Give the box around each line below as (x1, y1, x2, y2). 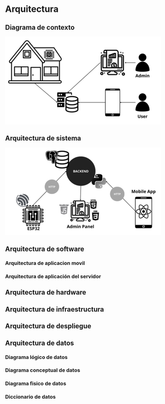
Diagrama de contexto (5, 23, 75, 32)
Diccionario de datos (5, 394, 56, 401)
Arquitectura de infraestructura (5, 305, 104, 313)
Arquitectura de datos (5, 339, 74, 347)
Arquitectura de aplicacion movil (5, 260, 85, 267)
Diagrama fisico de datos (5, 380, 67, 387)
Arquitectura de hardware (5, 288, 86, 297)
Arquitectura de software (5, 245, 84, 253)
